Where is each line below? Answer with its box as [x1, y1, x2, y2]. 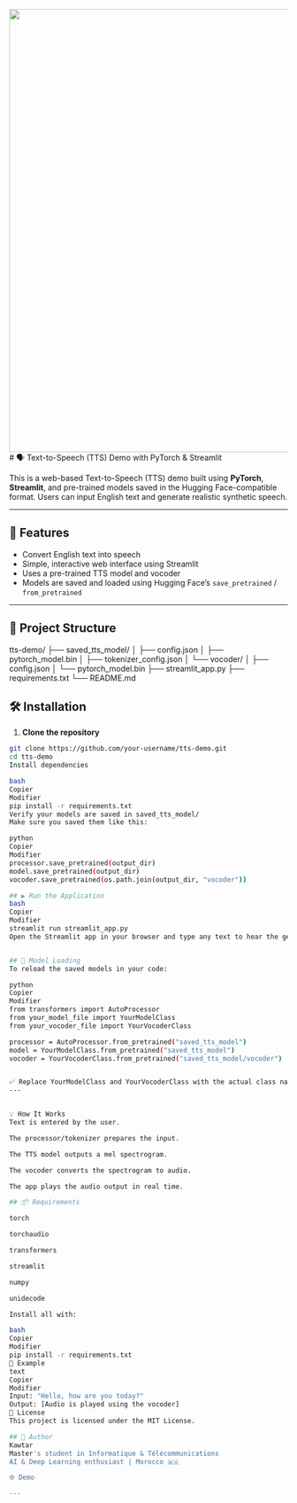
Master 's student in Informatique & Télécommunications [9, 1449, 219, 1458]
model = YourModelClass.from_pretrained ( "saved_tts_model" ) [9, 1046, 236, 1055]
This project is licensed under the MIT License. [9, 1417, 196, 1426]
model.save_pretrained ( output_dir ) [9, 867, 141, 876]
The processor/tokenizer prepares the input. [9, 1133, 179, 1142]
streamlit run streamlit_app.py [9, 924, 128, 933]
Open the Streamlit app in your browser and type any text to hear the [9, 932, 278, 941]
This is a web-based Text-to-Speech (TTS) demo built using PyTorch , [9, 473, 264, 483]
